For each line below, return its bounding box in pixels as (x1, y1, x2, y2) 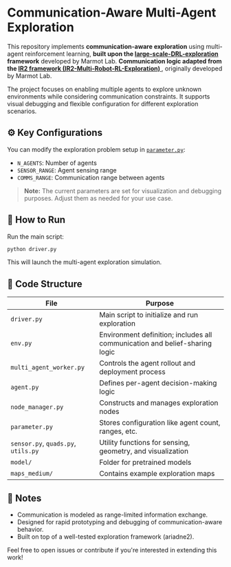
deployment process (99, 367, 166, 377)
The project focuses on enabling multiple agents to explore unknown (7, 85, 201, 93)
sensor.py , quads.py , (10, 439, 77, 448)
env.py (10, 339, 32, 348)
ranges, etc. (99, 426, 137, 436)
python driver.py (7, 246, 57, 252)
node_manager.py (10, 404, 64, 411)
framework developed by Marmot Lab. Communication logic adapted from (7, 57, 222, 65)
